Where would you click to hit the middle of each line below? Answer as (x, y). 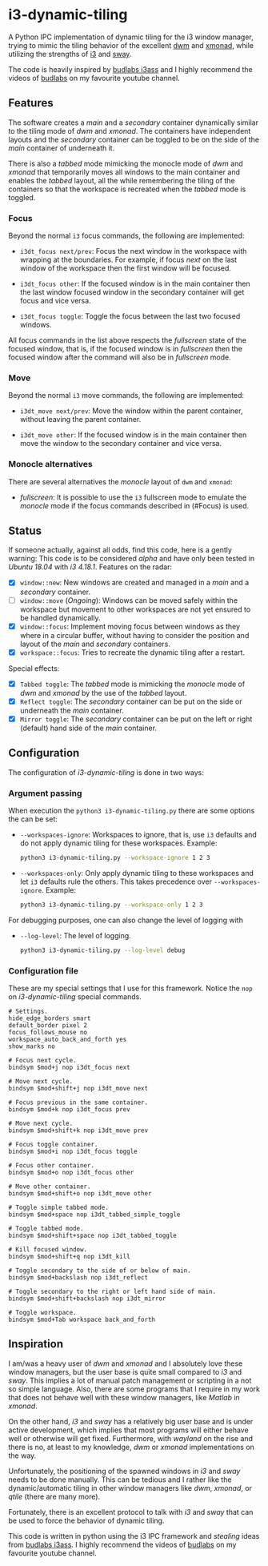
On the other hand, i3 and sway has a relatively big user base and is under (131, 1421)
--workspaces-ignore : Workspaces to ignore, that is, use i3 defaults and (138, 835)
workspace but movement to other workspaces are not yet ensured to (135, 609)
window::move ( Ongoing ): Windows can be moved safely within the (129, 600)
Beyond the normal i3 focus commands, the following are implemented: (126, 236)
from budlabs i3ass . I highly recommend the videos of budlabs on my (122, 1544)
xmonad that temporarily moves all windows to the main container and (124, 172)
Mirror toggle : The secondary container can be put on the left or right (136, 719)
